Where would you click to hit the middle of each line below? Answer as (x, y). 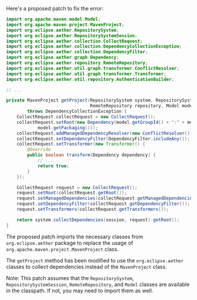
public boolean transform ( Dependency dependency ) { (92, 155)
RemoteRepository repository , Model (135, 106)
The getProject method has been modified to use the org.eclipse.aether (95, 260)
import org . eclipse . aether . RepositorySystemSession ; (72, 36)
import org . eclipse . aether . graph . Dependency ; (62, 58)
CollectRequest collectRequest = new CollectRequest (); (86, 117)
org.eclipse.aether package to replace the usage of (70, 242)
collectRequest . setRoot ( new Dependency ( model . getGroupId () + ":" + (101, 122)
